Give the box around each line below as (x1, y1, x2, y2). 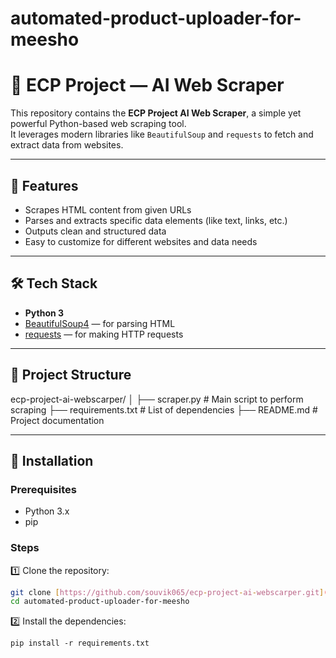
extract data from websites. (10, 139, 124, 151)
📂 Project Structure (10, 367, 132, 384)
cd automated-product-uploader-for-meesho (10, 597, 190, 607)
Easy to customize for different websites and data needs (24, 235, 258, 247)
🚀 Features (10, 177, 79, 194)
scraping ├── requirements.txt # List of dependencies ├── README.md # (10, 403, 318, 416)
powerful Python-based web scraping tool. (10, 118, 187, 130)
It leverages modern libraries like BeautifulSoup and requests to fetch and (10, 128, 314, 141)
